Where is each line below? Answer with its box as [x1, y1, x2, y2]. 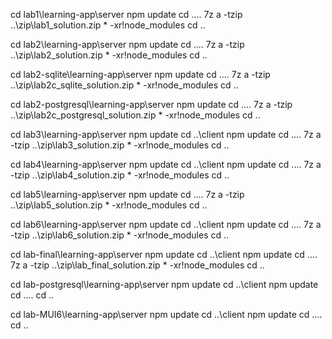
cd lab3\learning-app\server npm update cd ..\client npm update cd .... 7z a [10, 129, 322, 140]
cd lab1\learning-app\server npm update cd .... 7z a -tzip [10, 9, 243, 20]
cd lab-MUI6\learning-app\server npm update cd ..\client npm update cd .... [10, 309, 323, 320]
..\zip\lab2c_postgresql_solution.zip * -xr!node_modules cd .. [10, 109, 261, 121]
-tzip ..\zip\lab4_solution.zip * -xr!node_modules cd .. [10, 169, 230, 181]
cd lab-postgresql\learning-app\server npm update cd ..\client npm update [10, 279, 319, 290]
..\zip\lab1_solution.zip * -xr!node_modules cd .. [10, 19, 206, 31]
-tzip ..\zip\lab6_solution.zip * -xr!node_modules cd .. [10, 229, 230, 241]
